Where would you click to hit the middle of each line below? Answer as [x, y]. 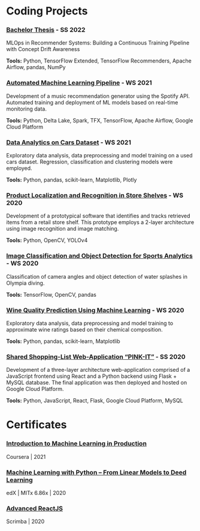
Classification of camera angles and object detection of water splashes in [97, 276]
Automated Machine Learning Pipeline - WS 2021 [79, 83]
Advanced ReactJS [35, 508]
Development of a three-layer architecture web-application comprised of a [98, 370]
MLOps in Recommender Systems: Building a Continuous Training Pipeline [98, 43]
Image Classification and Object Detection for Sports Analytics [99, 256]
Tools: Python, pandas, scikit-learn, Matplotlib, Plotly [72, 180]
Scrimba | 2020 [25, 521]
